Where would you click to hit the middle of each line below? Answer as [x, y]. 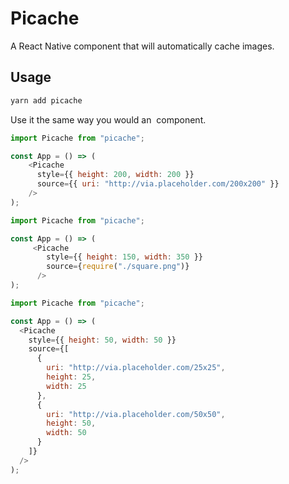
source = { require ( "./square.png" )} [118, 267]
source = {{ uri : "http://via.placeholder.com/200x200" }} [158, 184]
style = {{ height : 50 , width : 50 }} [102, 340]
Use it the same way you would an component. [108, 119]
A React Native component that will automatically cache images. [142, 46]
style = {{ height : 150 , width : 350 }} [124, 257]
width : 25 [66, 386]
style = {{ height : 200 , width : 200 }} [115, 175]
